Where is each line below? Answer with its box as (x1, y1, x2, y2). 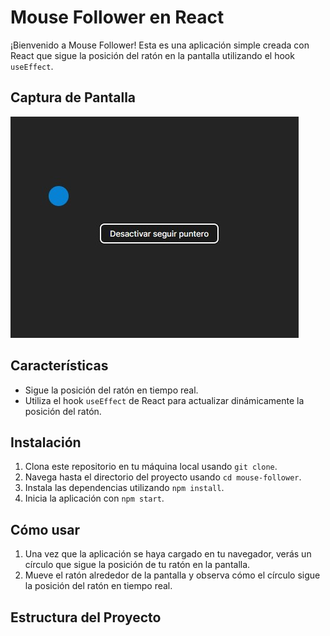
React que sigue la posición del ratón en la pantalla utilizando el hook (10, 49, 295, 61)
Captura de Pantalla (10, 89, 137, 106)
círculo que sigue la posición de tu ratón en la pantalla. (24, 559, 251, 571)
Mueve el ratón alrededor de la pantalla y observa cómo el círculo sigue (24, 569, 321, 581)
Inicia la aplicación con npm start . (24, 492, 165, 505)
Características (10, 357, 109, 375)
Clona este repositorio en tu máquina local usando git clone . (24, 461, 278, 473)
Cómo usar (10, 521, 81, 538)
